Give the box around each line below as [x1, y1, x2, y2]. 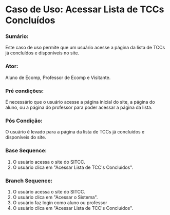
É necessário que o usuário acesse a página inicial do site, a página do [5, 99, 155, 105]
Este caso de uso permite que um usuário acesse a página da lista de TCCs [5, 45, 165, 51]
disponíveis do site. [5, 134, 46, 141]
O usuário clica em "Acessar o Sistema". [12, 194, 98, 200]
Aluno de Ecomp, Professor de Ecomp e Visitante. [5, 74, 111, 81]
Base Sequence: [5, 147, 47, 154]
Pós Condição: [5, 117, 43, 124]
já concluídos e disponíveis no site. [5, 50, 80, 56]
